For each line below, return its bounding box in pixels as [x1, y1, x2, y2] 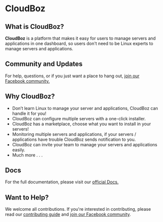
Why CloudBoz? [5, 92, 55, 101]
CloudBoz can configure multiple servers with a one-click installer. [12, 115, 146, 121]
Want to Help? [5, 193, 49, 201]
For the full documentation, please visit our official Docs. [5, 179, 119, 185]
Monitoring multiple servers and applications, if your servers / [12, 131, 137, 137]
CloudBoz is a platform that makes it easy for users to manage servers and [5, 35, 156, 41]
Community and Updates [5, 60, 83, 68]
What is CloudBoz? [5, 22, 64, 31]
